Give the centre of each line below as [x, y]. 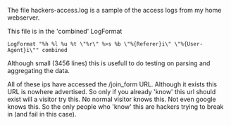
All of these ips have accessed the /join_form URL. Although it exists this [112, 84]
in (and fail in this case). [42, 114]
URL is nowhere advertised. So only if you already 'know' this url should [112, 92]
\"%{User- [188, 44]
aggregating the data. [39, 71]
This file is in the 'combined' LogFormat [65, 31]
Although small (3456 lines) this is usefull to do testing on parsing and [109, 63]
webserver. [24, 18]
